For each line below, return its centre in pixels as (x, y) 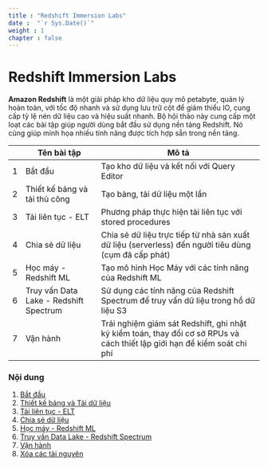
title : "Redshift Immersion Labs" (67, 16)
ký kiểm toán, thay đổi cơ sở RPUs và (170, 334)
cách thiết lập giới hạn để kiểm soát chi (174, 343)
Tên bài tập (59, 153)
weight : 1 (26, 30)
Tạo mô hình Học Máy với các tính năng (175, 268)
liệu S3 (114, 311)
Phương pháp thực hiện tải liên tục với (171, 212)
